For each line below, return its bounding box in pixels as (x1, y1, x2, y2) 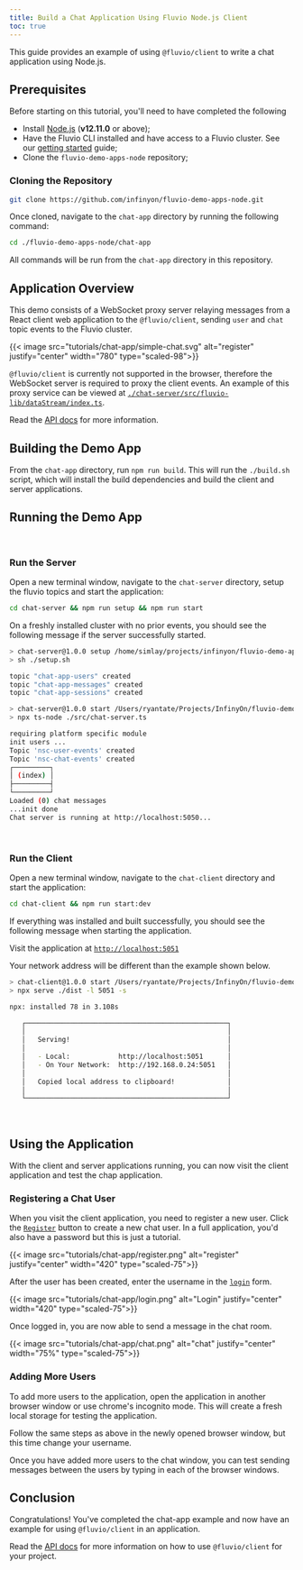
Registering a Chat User (9, 1192, 115, 1204)
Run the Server (9, 556, 77, 569)
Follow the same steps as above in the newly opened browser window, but (9, 1428, 286, 1438)
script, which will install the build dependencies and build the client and (9, 474, 275, 485)
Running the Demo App (9, 510, 142, 525)
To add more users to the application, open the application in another (9, 1391, 266, 1401)
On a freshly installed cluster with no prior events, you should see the (9, 619, 267, 631)
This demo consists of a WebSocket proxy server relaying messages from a (9, 305, 290, 315)
